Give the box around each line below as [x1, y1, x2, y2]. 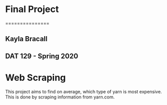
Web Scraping [5, 72, 66, 83]
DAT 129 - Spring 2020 [5, 52, 78, 60]
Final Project [5, 4, 59, 15]
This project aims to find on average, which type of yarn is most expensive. [5, 88, 162, 94]
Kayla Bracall [5, 35, 48, 43]
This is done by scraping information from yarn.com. [5, 94, 115, 100]
